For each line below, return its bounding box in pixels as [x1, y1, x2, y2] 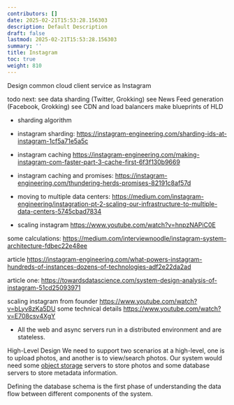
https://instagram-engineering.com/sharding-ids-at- [76, 129, 227, 138]
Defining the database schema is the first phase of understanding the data [7, 382, 221, 390]
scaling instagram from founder [7, 297, 98, 305]
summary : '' [7, 43, 42, 50]
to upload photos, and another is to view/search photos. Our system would [7, 353, 222, 362]
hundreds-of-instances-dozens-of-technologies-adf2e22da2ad [7, 263, 191, 271]
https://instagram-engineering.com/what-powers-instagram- [27, 255, 203, 263]
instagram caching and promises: [17, 171, 114, 179]
